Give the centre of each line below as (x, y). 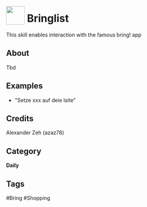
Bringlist (48, 19)
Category (24, 151)
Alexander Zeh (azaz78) (35, 133)
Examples (24, 86)
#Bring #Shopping (28, 198)
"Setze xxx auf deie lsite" (45, 100)
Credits (20, 118)
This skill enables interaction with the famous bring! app (74, 35)
